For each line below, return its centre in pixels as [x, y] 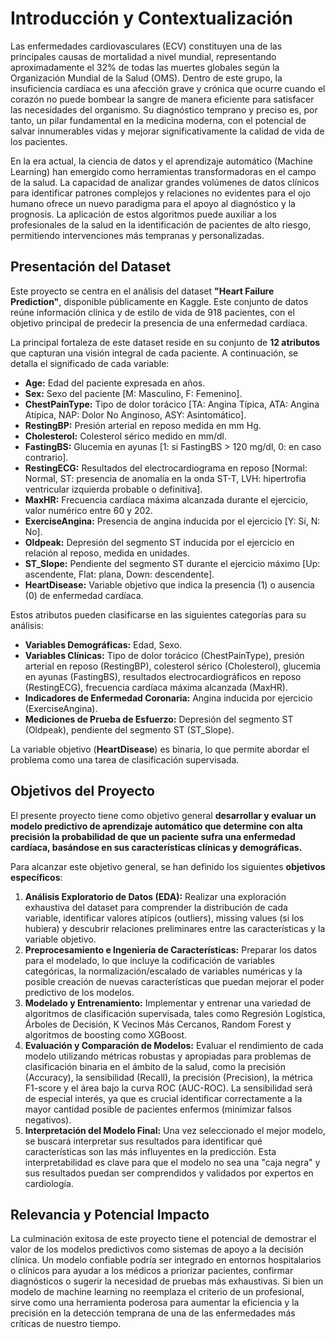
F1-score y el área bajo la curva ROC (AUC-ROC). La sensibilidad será [168, 1088]
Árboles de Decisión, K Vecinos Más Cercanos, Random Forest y [158, 1024]
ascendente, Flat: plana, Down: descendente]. [119, 574]
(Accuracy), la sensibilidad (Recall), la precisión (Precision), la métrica [168, 1077]
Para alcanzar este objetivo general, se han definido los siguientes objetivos [168, 866]
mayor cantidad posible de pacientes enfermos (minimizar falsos [158, 1109]
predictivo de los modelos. [79, 992]
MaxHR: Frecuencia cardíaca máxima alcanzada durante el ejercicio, [166, 499]
